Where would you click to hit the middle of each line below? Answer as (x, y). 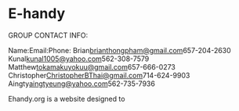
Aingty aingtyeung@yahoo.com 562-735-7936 (81, 84)
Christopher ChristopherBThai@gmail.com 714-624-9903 (99, 75)
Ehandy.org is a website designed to (67, 98)
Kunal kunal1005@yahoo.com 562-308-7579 (79, 59)
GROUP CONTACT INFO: (48, 35)
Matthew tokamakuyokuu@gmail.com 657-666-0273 (92, 66)
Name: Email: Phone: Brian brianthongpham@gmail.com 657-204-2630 (119, 50)
